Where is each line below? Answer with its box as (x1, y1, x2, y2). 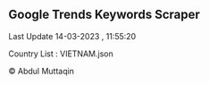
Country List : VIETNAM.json (8, 48, 113, 59)
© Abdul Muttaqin (8, 65, 75, 76)
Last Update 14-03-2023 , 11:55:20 (8, 30, 137, 41)
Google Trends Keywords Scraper (8, 7, 200, 22)
